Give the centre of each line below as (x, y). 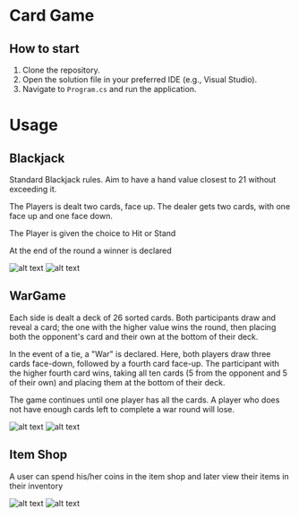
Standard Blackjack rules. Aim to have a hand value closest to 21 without (143, 179)
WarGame (38, 296)
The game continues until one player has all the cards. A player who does (145, 400)
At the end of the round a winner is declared (90, 250)
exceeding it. (33, 189)
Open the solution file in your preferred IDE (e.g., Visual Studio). (140, 80)
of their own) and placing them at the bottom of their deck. (117, 382)
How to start (44, 49)
